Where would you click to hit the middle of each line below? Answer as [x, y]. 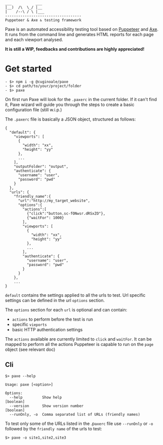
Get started [28, 69]
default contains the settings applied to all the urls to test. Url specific [75, 295]
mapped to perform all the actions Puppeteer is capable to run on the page [79, 344]
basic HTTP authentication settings [47, 329]
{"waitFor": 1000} [45, 218]
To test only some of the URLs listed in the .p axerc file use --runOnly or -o [79, 424]
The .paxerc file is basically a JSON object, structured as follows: [71, 119]
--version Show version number [46, 406]
